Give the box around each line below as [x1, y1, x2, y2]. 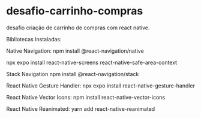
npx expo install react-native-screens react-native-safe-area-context [6, 59, 178, 66]
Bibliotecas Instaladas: [6, 35, 62, 43]
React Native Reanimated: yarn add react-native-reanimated [6, 105, 155, 112]
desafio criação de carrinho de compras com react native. [6, 24, 150, 31]
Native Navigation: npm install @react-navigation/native [6, 47, 144, 55]
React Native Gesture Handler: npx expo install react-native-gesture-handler [6, 82, 195, 89]
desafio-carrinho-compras [6, 4, 143, 18]
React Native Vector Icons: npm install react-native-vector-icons [6, 93, 166, 101]
